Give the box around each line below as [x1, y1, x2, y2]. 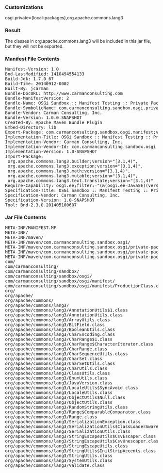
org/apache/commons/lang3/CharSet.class [5, 356, 103, 361]
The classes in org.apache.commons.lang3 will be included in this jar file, [5, 38, 151, 44]
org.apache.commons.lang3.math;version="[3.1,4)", [7, 168, 131, 174]
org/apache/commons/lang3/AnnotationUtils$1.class [5, 308, 128, 313]
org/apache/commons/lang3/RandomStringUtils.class [5, 405, 128, 410]
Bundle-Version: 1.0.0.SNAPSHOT [5, 114, 82, 120]
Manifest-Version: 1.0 [5, 66, 59, 72]
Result [5, 27, 21, 34]
